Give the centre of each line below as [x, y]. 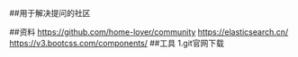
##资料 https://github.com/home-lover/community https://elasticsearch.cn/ [149, 32]
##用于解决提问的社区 [50, 13]
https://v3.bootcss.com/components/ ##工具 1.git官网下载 [117, 43]
